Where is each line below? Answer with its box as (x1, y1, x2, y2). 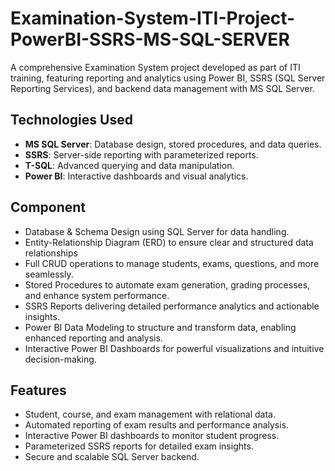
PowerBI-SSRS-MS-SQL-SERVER (10, 28, 290, 51)
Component (10, 199, 87, 216)
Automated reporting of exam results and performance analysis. (24, 419, 290, 431)
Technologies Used (10, 112, 133, 129)
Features (10, 382, 67, 399)
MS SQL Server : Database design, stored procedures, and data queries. (24, 138, 322, 150)
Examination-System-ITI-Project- (10, 7, 296, 30)
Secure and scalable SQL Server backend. (24, 451, 200, 463)
